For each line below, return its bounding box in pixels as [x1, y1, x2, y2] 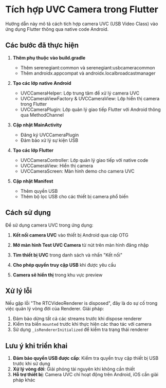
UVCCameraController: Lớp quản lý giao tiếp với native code [20, 157, 149, 163]
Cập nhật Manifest [12, 178, 53, 184]
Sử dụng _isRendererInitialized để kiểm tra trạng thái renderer [12, 326, 149, 332]
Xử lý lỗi [5, 286, 32, 295]
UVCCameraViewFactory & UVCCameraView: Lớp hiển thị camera [20, 95, 160, 101]
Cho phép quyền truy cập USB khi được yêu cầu [12, 262, 117, 268]
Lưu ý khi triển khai [5, 341, 68, 350]
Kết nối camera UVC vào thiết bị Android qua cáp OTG [12, 232, 128, 238]
